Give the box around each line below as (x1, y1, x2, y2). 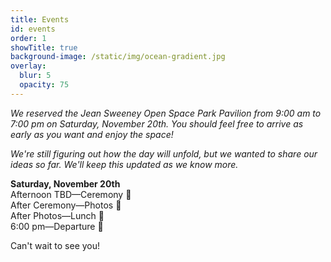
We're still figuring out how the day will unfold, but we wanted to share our (10, 147, 318, 160)
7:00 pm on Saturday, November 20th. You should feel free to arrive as (10, 117, 304, 130)
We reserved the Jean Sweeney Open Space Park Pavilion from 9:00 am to (10, 107, 322, 119)
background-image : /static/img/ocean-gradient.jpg (10, 52, 226, 62)
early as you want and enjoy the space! (10, 128, 174, 140)
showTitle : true (10, 42, 78, 53)
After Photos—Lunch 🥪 (10, 209, 105, 221)
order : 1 (10, 33, 47, 43)
